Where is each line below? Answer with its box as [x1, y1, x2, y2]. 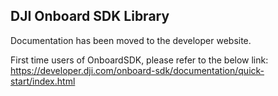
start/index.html [10, 75, 76, 87]
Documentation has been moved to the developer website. [10, 34, 252, 46]
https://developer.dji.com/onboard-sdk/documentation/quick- [10, 64, 265, 76]
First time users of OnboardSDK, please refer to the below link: [10, 54, 269, 66]
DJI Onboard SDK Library [10, 8, 170, 25]
